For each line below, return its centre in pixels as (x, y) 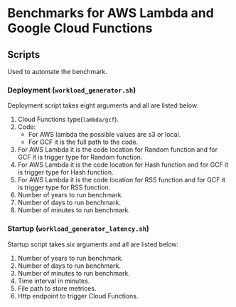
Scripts (24, 54)
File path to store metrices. (57, 288)
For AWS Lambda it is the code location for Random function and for (118, 150)
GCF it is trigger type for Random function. (80, 157)
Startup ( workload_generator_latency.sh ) (78, 229)
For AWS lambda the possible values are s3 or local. (104, 135)
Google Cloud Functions (80, 28)
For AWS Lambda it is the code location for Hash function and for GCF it (123, 165)
